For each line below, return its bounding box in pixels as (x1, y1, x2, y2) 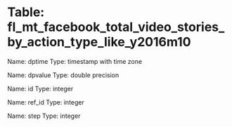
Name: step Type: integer (7, 112, 81, 120)
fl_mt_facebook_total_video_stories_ (7, 19, 225, 35)
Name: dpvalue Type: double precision (7, 71, 120, 79)
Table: (7, 4, 45, 20)
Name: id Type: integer (7, 84, 74, 93)
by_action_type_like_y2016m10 (7, 34, 191, 50)
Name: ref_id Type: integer (7, 98, 84, 106)
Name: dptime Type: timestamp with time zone (7, 57, 143, 65)
